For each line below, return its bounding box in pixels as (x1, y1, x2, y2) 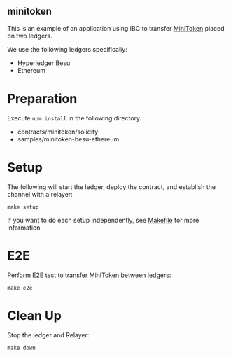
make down (7, 344, 36, 351)
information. (7, 223, 43, 232)
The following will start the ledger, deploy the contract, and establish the (7, 182, 216, 191)
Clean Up (7, 307, 62, 323)
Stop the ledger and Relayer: (7, 330, 90, 339)
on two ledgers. (7, 31, 52, 40)
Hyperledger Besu (17, 59, 71, 67)
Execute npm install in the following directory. (7, 113, 142, 122)
